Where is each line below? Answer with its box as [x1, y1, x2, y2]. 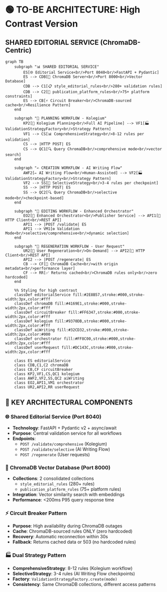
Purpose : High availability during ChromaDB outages [12, 523, 122, 529]
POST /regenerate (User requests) [20, 451, 90, 457]
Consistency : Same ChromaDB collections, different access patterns [12, 581, 156, 587]
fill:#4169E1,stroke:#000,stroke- [54, 301, 127, 306]
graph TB [5, 59, 24, 64]
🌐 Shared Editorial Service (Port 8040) [5, 413, 102, 420]
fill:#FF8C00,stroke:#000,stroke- [63, 336, 136, 341]
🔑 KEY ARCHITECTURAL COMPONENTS [5, 398, 133, 407]
